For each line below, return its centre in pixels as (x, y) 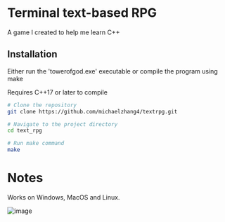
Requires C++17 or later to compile (57, 92)
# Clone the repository (42, 105)
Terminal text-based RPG (82, 13)
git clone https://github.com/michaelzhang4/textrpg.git (92, 111)
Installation (32, 54)
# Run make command (36, 144)
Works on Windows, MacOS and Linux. (64, 197)
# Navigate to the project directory (63, 124)
